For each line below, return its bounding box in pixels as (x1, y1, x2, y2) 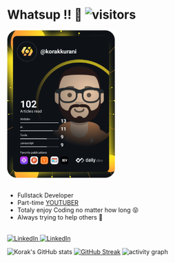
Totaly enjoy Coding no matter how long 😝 (17, 206, 139, 214)
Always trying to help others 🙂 (17, 213, 103, 221)
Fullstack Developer (17, 191, 74, 199)
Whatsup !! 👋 (7, 7, 83, 23)
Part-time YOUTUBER (17, 198, 79, 206)
